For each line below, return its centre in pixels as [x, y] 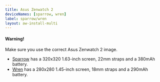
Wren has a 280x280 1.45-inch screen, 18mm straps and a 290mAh [80, 69]
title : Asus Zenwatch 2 [29, 10]
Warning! [15, 39]
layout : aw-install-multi [31, 23]
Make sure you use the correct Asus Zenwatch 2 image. [61, 50]
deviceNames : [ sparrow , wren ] [36, 14]
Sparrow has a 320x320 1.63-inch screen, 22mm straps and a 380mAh [83, 59]
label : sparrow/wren [26, 19]
